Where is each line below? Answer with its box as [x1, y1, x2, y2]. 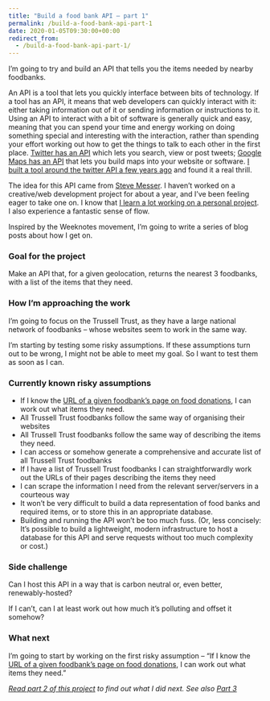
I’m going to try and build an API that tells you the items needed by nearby [8, 64, 254, 73]
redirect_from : [8, 34, 59, 43]
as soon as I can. [8, 357, 64, 367]
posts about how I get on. [8, 230, 93, 240]
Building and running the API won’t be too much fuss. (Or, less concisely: [19, 516, 262, 525]
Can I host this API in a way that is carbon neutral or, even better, [8, 579, 223, 589]
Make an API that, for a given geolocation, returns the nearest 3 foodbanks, [8, 269, 258, 279]
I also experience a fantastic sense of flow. [8, 206, 150, 216]
